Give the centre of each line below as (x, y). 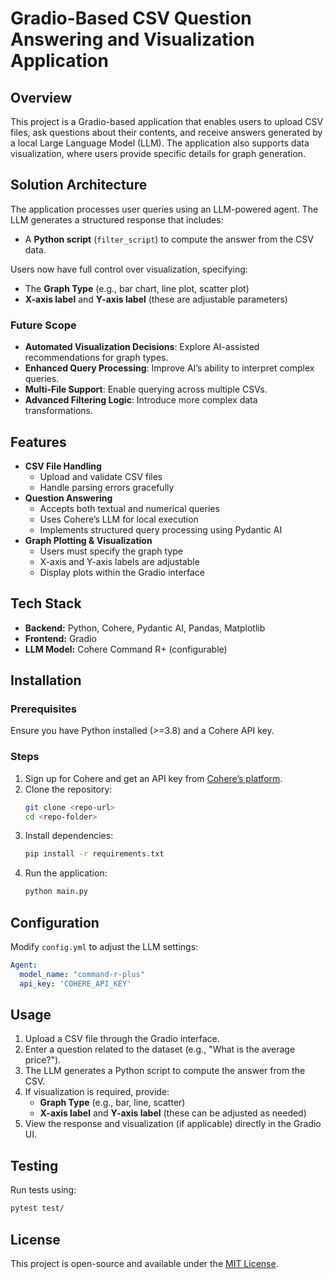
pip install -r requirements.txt (94, 854)
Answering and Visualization (132, 39)
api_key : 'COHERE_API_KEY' (75, 983)
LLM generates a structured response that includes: (117, 219)
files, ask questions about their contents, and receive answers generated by (166, 132)
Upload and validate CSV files (101, 476)
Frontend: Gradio (60, 638)
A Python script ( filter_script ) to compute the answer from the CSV (169, 239)
